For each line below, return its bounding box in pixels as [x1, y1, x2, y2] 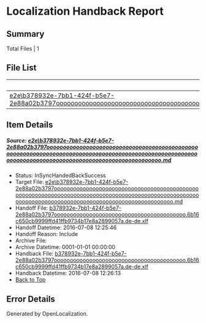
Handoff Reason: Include [15, 230, 78, 238]
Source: [6, 137, 28, 144]
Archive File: [15, 237, 47, 245]
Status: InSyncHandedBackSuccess [15, 172, 106, 179]
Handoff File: [15, 204, 48, 212]
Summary [6, 29, 45, 39]
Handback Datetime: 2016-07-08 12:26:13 [15, 270, 121, 277]
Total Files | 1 [6, 45, 39, 52]
